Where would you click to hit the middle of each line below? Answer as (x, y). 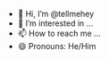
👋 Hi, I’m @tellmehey (56, 14)
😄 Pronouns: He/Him (57, 46)
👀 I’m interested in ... (55, 23)
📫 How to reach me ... (59, 33)
